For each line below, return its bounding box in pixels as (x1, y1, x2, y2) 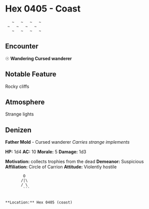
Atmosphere (5, 97, 45, 106)
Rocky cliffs (5, 83, 29, 89)
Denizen (5, 126, 31, 134)
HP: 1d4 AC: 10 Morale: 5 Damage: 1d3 (5, 149, 86, 155)
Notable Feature (5, 70, 56, 78)
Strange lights (5, 111, 34, 117)
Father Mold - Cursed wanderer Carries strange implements (5, 139, 130, 145)
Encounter (5, 42, 38, 51)
